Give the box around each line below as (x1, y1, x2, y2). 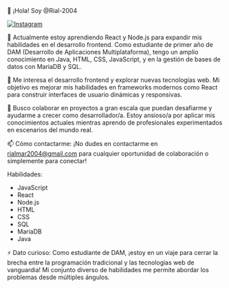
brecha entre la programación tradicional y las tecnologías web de (7, 258, 195, 267)
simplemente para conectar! (7, 157, 87, 165)
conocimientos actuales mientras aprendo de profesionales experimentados (7, 119, 223, 127)
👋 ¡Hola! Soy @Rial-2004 (7, 7, 78, 14)
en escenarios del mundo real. (7, 126, 94, 134)
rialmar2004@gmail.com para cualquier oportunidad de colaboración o (7, 150, 209, 158)
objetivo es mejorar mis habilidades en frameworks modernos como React (7, 83, 218, 91)
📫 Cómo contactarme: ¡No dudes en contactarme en (7, 140, 158, 147)
